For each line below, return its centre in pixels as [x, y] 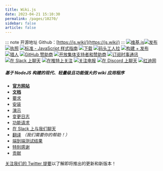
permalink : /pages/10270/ [31, 19]
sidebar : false [21, 23]
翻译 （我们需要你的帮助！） [41, 135]
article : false [21, 28]
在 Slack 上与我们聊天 [34, 129]
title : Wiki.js [21, 10]
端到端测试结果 [27, 141]
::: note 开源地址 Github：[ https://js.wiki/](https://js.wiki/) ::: [65, 43]
